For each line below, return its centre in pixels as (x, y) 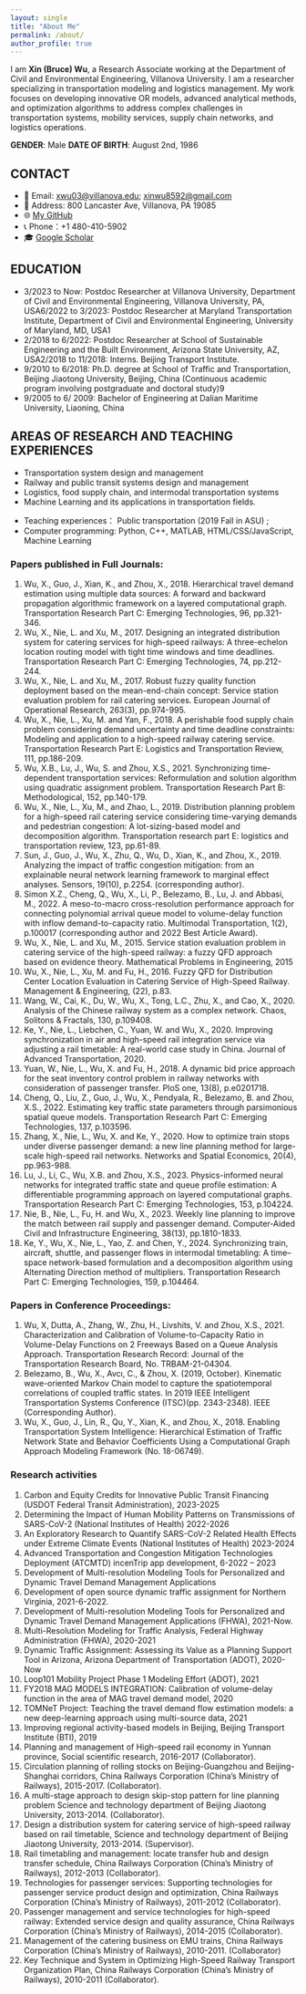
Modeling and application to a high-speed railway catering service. (149, 739)
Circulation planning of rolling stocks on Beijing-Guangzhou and (143, 1766)
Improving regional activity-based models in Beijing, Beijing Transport (154, 1727)
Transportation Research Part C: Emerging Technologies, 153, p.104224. (158, 1204)
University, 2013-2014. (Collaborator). (94, 1814)
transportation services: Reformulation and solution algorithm (182, 777)
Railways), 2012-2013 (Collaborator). (92, 1873)
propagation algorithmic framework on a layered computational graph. (155, 603)
